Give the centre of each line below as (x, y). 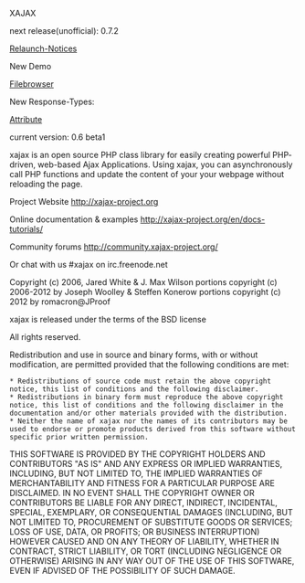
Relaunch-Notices (43, 48)
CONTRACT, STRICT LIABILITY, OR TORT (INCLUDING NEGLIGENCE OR (146, 551)
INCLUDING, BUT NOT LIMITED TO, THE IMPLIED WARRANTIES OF (136, 473)
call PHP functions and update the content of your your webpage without (147, 174)
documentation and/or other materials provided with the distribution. (148, 413)
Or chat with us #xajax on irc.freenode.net (89, 265)
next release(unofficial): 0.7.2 (64, 31)
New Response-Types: (52, 101)
